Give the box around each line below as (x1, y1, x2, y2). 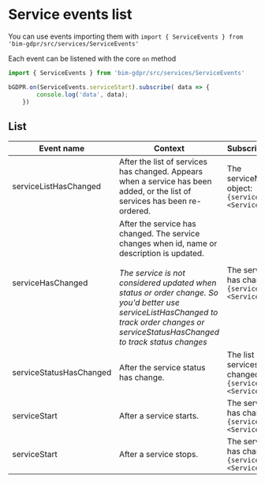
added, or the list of (118, 186, 192, 197)
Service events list (8, 6, 132, 24)
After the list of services (118, 156, 207, 167)
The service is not (118, 268, 185, 279)
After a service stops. (118, 449, 199, 460)
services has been (118, 195, 188, 206)
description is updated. (118, 248, 205, 259)
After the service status (118, 362, 206, 373)
